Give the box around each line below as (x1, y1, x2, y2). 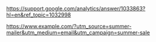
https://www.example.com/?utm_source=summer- (6, 23, 132, 30)
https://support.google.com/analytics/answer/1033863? (6, 5, 146, 12)
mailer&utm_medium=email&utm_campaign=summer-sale (6, 29, 150, 36)
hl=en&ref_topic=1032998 (6, 11, 71, 18)
